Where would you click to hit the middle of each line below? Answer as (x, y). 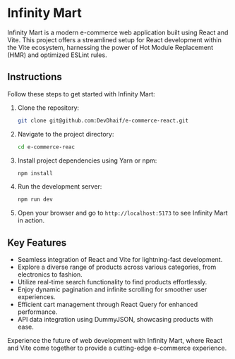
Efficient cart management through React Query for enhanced (108, 305)
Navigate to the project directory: (66, 134)
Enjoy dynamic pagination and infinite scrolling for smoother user (112, 289)
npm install (35, 173)
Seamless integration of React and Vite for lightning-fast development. (120, 260)
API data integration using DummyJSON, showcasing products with (115, 320)
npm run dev (35, 200)
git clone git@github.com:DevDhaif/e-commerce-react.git (103, 120)
